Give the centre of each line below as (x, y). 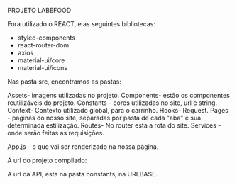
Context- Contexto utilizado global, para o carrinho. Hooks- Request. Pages (118, 110)
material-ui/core (41, 60)
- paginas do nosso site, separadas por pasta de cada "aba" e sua (104, 118)
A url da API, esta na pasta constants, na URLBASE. (83, 174)
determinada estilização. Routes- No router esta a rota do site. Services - (114, 125)
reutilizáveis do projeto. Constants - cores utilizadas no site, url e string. (112, 103)
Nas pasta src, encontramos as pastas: (65, 82)
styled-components (46, 38)
